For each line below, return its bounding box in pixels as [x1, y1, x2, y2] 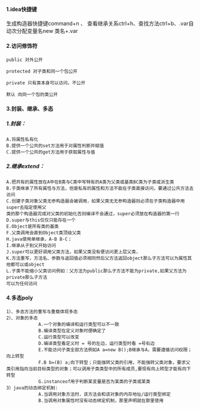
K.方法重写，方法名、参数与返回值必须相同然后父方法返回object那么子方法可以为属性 [6, 255, 188, 261]
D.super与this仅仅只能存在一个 [6, 217, 76, 223]
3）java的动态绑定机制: [6, 385, 59, 391]
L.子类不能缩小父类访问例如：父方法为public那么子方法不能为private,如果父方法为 [6, 268, 187, 274]
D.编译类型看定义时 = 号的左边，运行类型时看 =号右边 [38, 341, 155, 347]
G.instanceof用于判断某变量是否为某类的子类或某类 [38, 379, 150, 385]
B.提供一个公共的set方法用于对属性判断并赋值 [6, 142, 104, 149]
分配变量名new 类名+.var [16, 28, 78, 35]
